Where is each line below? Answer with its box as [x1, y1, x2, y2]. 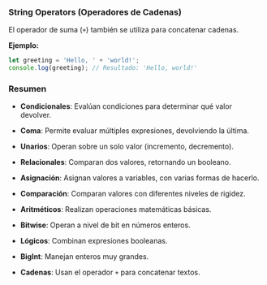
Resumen [8, 83, 47, 94]
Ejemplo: [8, 41, 39, 50]
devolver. [19, 110, 51, 120]
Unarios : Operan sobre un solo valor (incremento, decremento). [19, 141, 234, 152]
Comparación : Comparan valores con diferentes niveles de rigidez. [19, 189, 246, 199]
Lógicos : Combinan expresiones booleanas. [19, 236, 168, 246]
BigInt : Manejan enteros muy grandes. [19, 252, 149, 261]
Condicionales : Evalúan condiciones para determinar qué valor [19, 101, 233, 111]
